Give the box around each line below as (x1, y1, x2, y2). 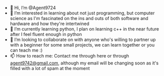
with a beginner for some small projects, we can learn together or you (10, 42, 155, 47)
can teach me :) (10, 47, 43, 53)
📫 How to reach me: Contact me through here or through (10, 53, 129, 58)
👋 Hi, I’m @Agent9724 (10, 5, 56, 10)
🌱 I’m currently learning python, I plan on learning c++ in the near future (10, 26, 159, 32)
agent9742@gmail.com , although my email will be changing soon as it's (10, 60, 159, 66)
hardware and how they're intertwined (10, 20, 90, 26)
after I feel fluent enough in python (10, 31, 82, 37)
